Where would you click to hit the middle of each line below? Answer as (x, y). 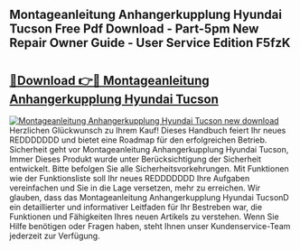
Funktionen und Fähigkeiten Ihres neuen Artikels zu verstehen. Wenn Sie (144, 217)
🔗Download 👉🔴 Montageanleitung (109, 80)
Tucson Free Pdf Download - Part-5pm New (134, 29)
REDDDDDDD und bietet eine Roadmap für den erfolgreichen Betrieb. (138, 140)
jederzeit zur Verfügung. (55, 236)
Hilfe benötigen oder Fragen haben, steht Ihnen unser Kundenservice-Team (150, 226)
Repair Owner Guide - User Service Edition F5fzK (150, 43)
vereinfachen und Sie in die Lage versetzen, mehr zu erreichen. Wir (135, 188)
